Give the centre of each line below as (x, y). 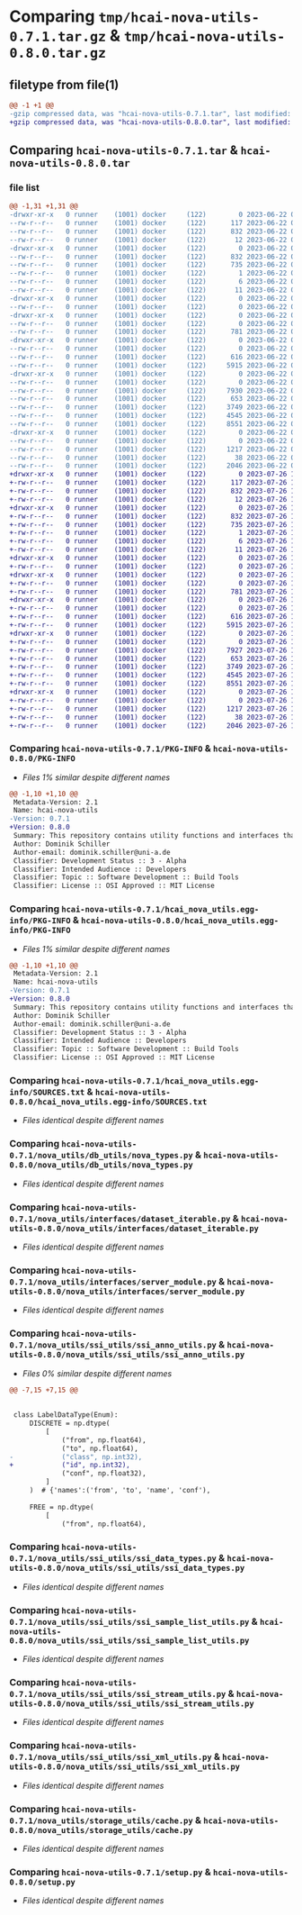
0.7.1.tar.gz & (65, 36)
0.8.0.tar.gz (58, 54)
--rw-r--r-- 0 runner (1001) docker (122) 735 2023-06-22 (148, 265)
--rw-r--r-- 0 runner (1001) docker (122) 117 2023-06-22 (148, 223)
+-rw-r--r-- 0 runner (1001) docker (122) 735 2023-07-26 (148, 524)
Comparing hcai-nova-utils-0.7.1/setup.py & (110, 1872)
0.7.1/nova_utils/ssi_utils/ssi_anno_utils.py (113, 1345)
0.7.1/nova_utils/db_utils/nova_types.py (101, 1156)
